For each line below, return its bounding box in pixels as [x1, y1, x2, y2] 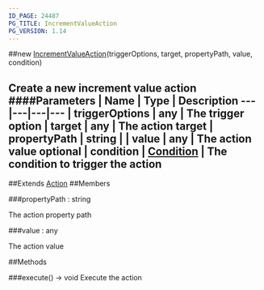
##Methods [8, 257, 47, 267]
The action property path [8, 210, 92, 220]
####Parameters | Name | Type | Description [8, 94, 239, 108]
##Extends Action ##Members [8, 179, 111, 189]
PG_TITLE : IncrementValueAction [8, 19, 117, 28]
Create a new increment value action [8, 81, 197, 95]
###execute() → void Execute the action [8, 273, 143, 283]
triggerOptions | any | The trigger [73, 106, 245, 120]
